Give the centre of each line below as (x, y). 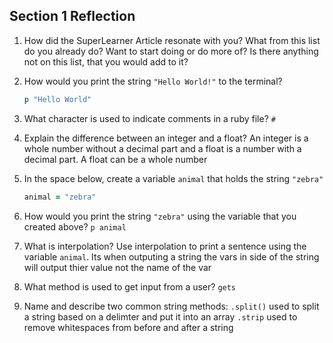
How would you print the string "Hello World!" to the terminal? (153, 81)
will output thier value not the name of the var (117, 267)
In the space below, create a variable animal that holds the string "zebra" (173, 178)
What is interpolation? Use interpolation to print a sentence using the (165, 246)
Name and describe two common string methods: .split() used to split (171, 306)
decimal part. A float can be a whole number (115, 159)
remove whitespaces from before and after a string (128, 327)
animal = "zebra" (60, 197)
